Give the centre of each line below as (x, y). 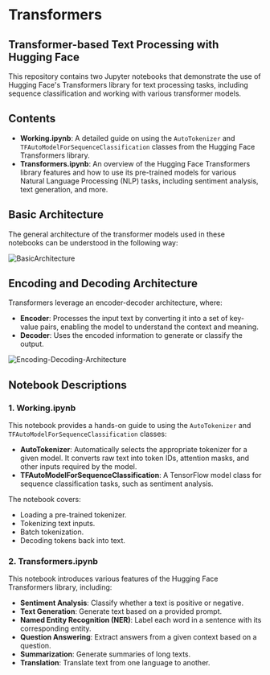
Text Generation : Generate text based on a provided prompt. (121, 611)
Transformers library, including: (60, 587)
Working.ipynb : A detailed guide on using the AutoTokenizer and (127, 138)
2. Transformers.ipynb (53, 562)
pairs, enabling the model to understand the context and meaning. (149, 327)
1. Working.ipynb (42, 408)
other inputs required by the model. (78, 467)
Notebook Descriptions (67, 385)
